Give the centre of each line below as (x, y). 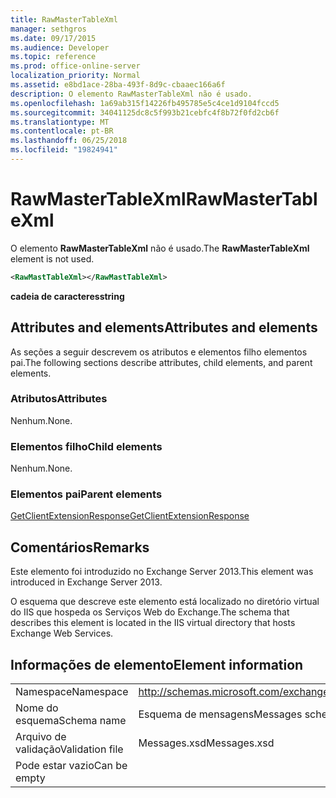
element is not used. (52, 258)
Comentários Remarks (80, 547)
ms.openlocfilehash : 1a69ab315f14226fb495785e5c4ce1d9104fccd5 (145, 103)
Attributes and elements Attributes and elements (164, 327)
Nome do (37, 708)
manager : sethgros (48, 29)
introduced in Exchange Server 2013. (86, 582)
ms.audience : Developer (60, 47)
